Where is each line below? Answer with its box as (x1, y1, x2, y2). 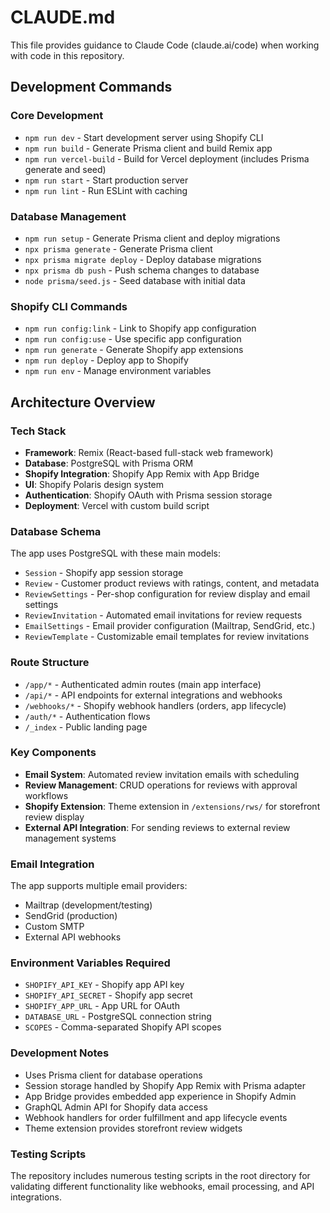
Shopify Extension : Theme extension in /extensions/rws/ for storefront (24, 800, 321, 812)
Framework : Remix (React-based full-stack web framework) (24, 446, 274, 458)
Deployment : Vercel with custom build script (24, 499, 210, 511)
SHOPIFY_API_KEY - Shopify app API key (24, 979, 185, 991)
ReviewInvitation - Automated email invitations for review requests (24, 609, 303, 621)
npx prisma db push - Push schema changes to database (24, 264, 260, 276)
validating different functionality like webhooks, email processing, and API (10, 1180, 315, 1192)
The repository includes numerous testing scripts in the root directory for (10, 1169, 311, 1181)
